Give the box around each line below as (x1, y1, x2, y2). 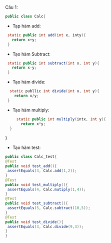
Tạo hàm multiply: (12, 107, 49, 113)
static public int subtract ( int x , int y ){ (7, 60, 99, 65)
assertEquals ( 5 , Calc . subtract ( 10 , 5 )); (7, 205, 91, 210)
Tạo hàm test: (12, 144, 41, 150)
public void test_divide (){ (5, 219, 64, 224)
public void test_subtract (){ (5, 201, 68, 206)
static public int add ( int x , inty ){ (7, 32, 86, 37)
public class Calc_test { (5, 154, 57, 159)
